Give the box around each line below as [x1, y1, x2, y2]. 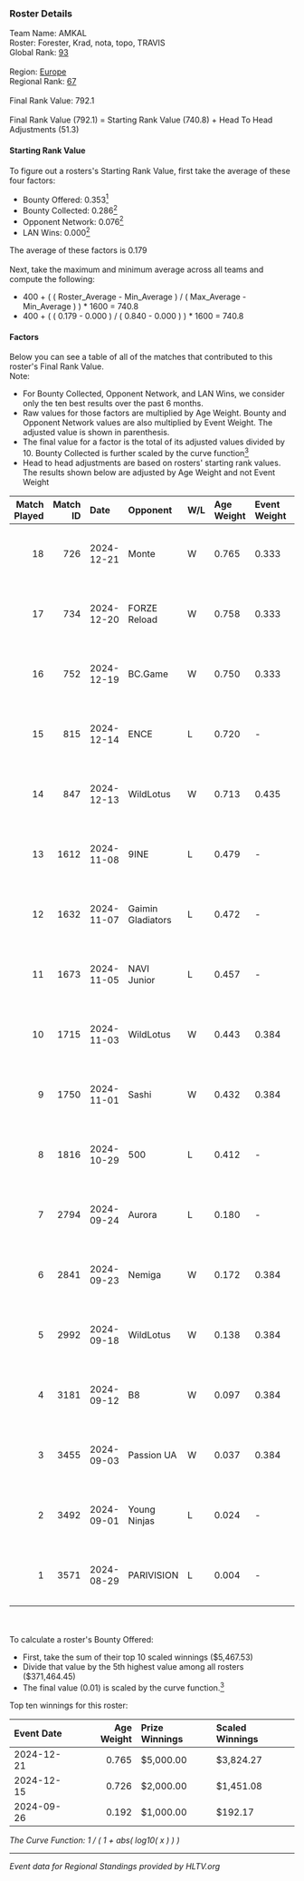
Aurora [128, 1208, 157, 1221]
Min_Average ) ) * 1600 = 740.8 [22, 301, 138, 312]
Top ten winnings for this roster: [9, 1700, 128, 1710]
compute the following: [9, 274, 95, 285]
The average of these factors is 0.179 [9, 245, 147, 256]
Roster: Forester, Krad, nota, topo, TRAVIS [9, 37, 166, 48]
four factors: [9, 175, 56, 186]
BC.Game [128, 668, 169, 680]
